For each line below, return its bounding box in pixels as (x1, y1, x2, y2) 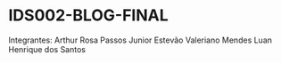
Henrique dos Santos (8, 43, 87, 54)
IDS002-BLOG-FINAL (8, 5, 169, 26)
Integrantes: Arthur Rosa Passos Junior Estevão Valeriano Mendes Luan (8, 35, 273, 45)
